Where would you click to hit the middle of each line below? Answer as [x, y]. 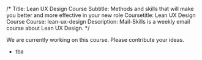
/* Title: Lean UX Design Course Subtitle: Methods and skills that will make [100, 9]
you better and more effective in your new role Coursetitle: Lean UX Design [101, 15]
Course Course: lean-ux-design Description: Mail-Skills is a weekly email [98, 22]
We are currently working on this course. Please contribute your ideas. [95, 40]
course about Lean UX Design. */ [48, 28]
